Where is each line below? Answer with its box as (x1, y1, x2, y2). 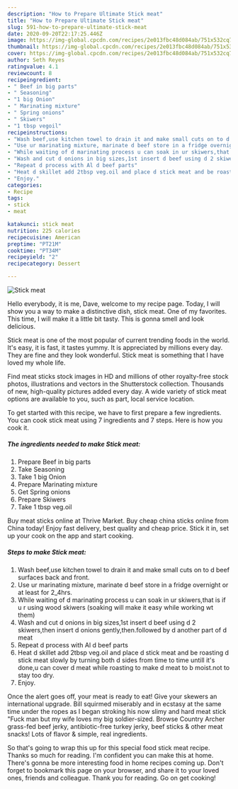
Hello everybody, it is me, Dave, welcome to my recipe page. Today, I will (7, 300, 220, 308)
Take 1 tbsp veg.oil (17, 502, 72, 511)
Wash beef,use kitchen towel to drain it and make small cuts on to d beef (17, 565, 230, 574)
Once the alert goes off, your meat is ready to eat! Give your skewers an (7, 692, 217, 700)
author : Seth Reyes (7, 57, 65, 64)
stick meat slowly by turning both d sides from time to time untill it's (17, 656, 215, 664)
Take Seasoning (17, 465, 65, 473)
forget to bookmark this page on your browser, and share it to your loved (7, 766, 220, 774)
